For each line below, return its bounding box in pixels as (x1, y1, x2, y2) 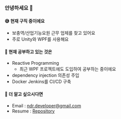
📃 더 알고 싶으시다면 (4, 91, 43, 97)
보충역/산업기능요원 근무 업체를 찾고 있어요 (11, 30, 95, 36)
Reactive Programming (11, 60, 59, 66)
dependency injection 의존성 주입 (11, 72, 79, 78)
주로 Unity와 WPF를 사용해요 (11, 36, 69, 42)
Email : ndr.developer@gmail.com (11, 102, 81, 108)
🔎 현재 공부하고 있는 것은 (4, 49, 52, 55)
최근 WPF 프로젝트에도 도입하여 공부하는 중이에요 (19, 66, 116, 72)
